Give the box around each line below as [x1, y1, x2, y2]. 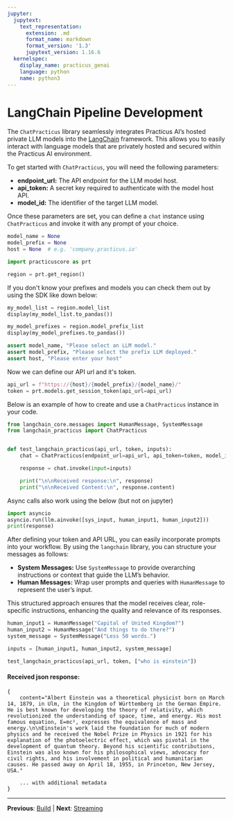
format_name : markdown [25, 36, 92, 43]
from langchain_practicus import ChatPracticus [7, 428, 148, 434]
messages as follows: [7, 550, 69, 559]
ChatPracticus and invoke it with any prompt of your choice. [7, 219, 179, 228]
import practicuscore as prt [7, 258, 92, 265]
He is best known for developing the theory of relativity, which [7, 706, 203, 714]
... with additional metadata [19, 779, 107, 786]
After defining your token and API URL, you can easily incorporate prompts [7, 535, 221, 543]
